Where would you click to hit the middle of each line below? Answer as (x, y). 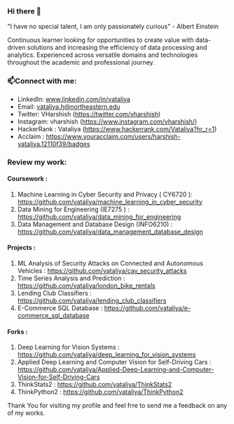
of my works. (26, 413)
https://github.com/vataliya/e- (147, 307)
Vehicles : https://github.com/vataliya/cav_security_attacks (102, 270)
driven (16, 48)
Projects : (22, 248)
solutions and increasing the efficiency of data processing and (117, 48)
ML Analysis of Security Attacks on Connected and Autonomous (110, 263)
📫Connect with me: (42, 81)
